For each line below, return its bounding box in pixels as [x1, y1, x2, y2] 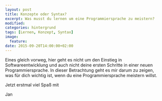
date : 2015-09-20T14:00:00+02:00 [5, 43, 74, 48]
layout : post [5, 7, 32, 12]
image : [5, 35, 19, 40]
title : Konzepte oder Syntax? [5, 12, 67, 17]
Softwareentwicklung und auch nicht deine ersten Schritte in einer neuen [5, 62, 153, 68]
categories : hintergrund [5, 25, 56, 30]
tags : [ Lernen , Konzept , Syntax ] [5, 30, 74, 35]
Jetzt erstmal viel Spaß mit [5, 81, 59, 88]
